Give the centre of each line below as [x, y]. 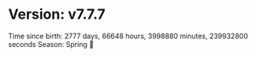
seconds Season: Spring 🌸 [51, 44]
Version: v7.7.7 [57, 14]
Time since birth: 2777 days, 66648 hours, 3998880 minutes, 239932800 [128, 36]
